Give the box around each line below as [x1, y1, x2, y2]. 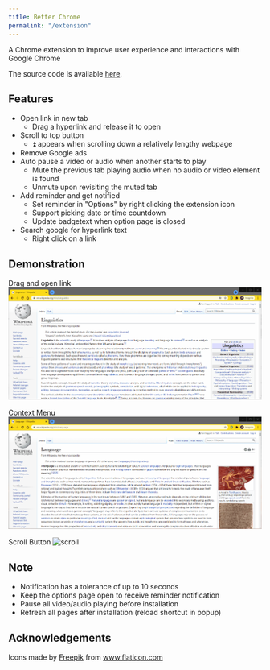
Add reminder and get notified [19, 191, 121, 201]
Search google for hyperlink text [19, 225, 127, 235]
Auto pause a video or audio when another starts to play [19, 157, 207, 167]
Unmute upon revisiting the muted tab [31, 182, 158, 192]
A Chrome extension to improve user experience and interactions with [8, 44, 240, 54]
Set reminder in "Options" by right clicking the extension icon [31, 200, 235, 209]
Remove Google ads [19, 148, 87, 158]
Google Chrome [8, 53, 61, 63]
